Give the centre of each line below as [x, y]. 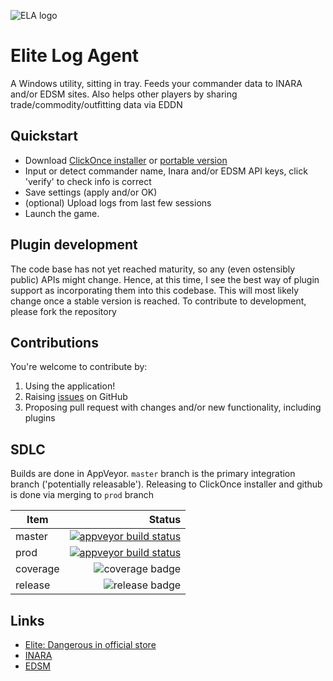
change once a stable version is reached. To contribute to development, [158, 301]
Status [165, 520]
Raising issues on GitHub [76, 397]
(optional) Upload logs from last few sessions [118, 202]
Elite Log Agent [75, 56]
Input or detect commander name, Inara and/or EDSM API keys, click [166, 171]
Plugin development [74, 245]
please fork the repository [63, 311]
